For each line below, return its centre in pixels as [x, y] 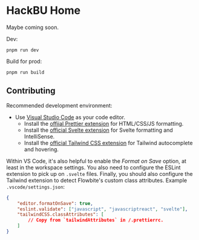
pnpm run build [25, 72]
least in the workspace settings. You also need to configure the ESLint [93, 167]
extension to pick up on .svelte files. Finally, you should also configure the [99, 174]
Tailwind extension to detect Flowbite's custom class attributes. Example [97, 180]
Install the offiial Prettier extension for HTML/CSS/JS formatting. [104, 123]
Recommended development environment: [59, 105]
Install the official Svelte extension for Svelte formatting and [99, 130]
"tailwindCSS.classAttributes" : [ [60, 215]
